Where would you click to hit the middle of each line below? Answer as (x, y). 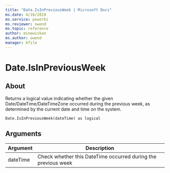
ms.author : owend (24, 38)
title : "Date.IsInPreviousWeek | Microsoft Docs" (59, 10)
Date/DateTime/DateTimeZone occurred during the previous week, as (78, 103)
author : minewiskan (26, 33)
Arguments (24, 134)
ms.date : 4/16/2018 (26, 15)
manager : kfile (21, 43)
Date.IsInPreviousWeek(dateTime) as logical (53, 118)
